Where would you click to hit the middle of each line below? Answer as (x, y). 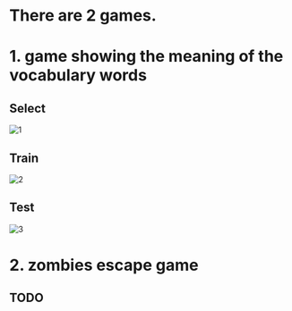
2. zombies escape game (104, 265)
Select (28, 108)
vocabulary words (78, 76)
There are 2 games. (83, 16)
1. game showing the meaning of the (146, 57)
